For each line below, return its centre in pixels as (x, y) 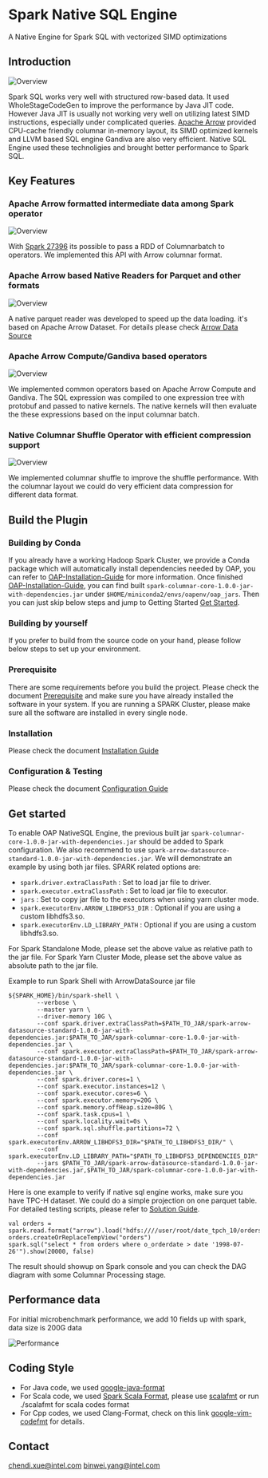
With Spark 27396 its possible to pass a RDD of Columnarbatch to (116, 247)
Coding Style (41, 1368)
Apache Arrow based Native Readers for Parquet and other (125, 275)
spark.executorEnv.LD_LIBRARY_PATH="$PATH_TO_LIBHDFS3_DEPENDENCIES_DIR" (134, 1156)
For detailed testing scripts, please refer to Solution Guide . (104, 1209)
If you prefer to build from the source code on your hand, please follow (125, 641)
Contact (29, 1446)
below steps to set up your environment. (75, 649)
